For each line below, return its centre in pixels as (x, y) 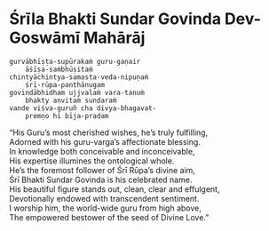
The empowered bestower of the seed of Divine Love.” (109, 217)
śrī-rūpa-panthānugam (65, 84)
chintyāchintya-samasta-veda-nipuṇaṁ (79, 77)
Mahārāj (114, 38)
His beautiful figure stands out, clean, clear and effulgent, (115, 189)
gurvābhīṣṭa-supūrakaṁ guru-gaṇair (75, 61)
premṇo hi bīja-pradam (67, 115)
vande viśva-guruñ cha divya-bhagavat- (83, 108)
